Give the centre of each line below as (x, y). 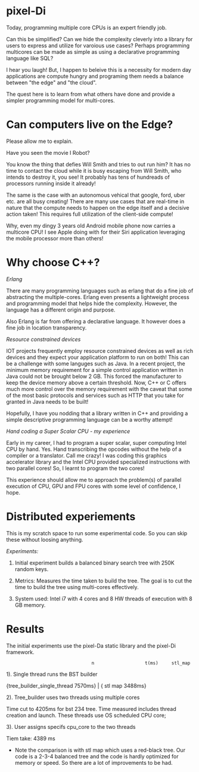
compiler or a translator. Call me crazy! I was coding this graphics (86, 455)
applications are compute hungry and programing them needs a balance (95, 76)
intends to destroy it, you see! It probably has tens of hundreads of (88, 177)
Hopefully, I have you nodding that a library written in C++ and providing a (97, 413)
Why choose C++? (53, 263)
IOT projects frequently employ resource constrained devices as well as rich (100, 350)
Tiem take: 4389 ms (31, 738)
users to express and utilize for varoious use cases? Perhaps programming (98, 45)
